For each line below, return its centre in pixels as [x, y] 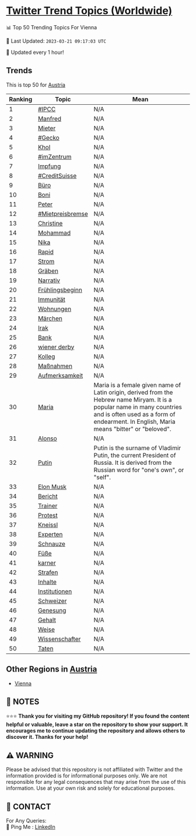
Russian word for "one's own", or [139, 470]
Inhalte [47, 582]
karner [47, 563]
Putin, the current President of [135, 455]
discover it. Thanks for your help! [47, 737]
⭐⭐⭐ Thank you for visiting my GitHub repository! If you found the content [98, 716]
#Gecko [48, 138]
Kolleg [46, 357]
